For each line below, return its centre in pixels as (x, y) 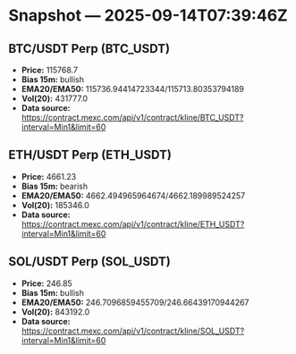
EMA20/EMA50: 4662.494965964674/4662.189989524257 (133, 195)
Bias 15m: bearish (55, 186)
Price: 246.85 (47, 283)
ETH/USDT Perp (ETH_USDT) (90, 155)
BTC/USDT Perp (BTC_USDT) (89, 49)
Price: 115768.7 (49, 70)
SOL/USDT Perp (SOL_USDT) (89, 261)
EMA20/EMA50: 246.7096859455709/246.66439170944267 (135, 302)
